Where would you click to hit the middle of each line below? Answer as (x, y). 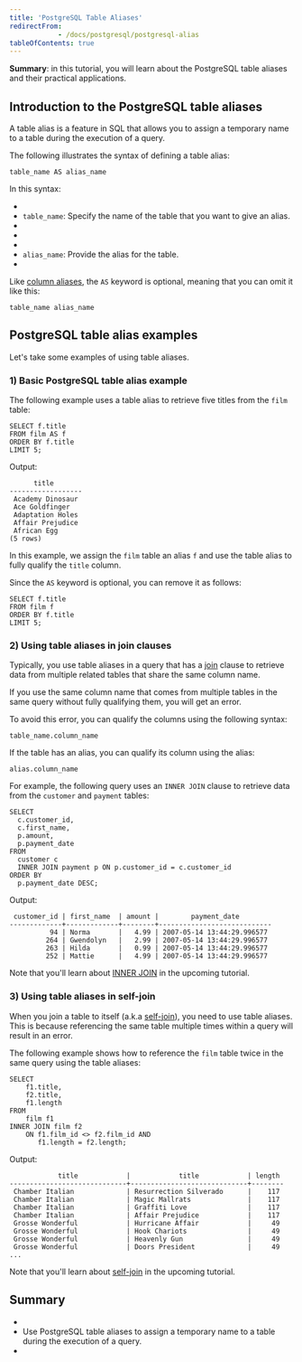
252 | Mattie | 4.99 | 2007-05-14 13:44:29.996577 (157, 956)
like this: (25, 291)
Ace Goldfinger (41, 507)
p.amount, (36, 836)
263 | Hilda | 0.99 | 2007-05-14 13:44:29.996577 (157, 949)
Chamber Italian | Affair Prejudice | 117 (146, 1215)
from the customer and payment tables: (79, 795)
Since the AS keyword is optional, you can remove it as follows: (125, 583)
